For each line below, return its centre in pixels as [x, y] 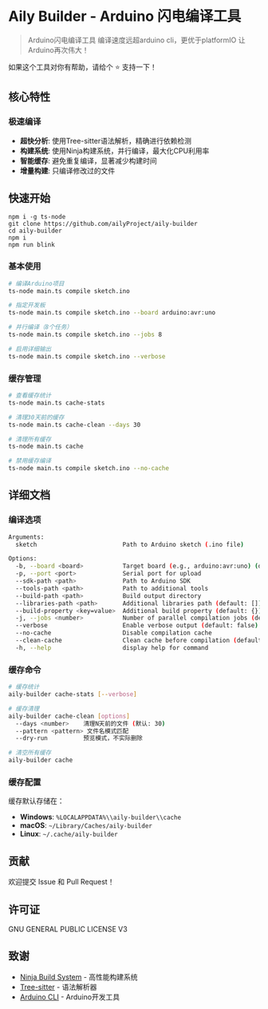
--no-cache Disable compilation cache [114, 633]
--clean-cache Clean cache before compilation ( [126, 641]
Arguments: [26, 537]
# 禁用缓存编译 [30, 461]
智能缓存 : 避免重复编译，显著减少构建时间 [88, 160]
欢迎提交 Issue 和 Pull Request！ [61, 882]
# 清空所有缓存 [30, 753]
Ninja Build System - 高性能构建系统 [79, 977]
